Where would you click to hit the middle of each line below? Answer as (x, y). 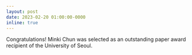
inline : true (22, 22)
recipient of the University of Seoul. (49, 46)
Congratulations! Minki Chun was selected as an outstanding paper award (96, 40)
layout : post (22, 12)
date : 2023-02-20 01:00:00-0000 (46, 17)
